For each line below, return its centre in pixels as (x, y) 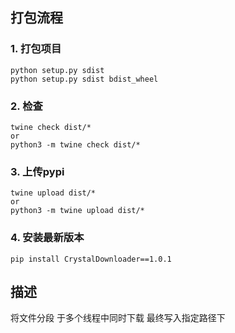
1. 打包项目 (36, 49)
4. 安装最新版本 (47, 238)
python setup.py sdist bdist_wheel (84, 79)
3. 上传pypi (37, 171)
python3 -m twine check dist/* (75, 144)
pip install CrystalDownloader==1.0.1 (91, 259)
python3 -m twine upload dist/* (77, 211)
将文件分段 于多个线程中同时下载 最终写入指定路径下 (118, 318)
